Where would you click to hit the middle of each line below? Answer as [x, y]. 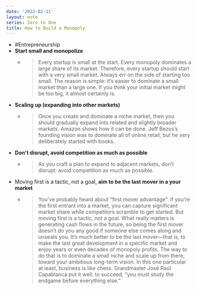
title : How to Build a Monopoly [46, 28]
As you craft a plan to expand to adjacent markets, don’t [106, 164]
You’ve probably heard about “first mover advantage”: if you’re [114, 199]
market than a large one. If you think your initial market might [112, 87]
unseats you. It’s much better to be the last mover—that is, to [112, 237]
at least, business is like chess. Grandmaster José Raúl [105, 268]
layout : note [22, 17]
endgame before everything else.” [79, 281]
